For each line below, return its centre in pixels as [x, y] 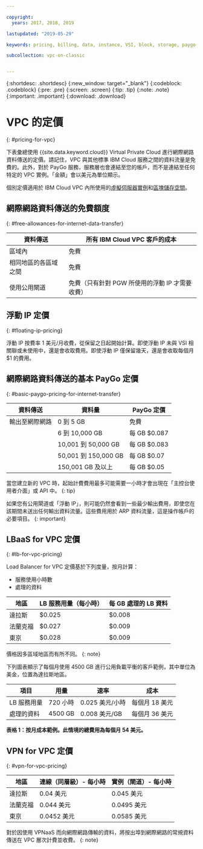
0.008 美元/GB [101, 714]
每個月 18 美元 [152, 703]
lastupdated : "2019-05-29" [40, 34]
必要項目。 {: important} [36, 518]
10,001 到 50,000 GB [89, 444]
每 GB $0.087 [149, 433]
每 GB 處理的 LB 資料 [138, 603]
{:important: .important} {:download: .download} [66, 96]
